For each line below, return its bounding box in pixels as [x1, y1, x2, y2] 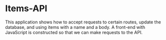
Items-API [5, 3, 48, 14]
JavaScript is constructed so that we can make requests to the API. [5, 29, 143, 35]
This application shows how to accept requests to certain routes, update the [5, 19, 162, 25]
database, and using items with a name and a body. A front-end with [5, 24, 146, 30]
